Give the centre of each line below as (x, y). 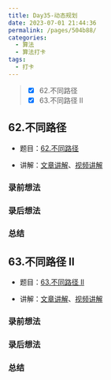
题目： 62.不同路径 (49, 148)
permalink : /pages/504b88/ (52, 30)
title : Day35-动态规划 (43, 15)
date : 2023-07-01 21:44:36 (52, 23)
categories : (28, 38)
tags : (17, 60)
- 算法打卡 (31, 52)
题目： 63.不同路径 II (52, 282)
